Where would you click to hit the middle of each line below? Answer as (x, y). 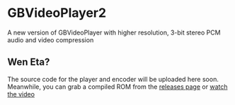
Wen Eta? (29, 62)
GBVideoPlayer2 (57, 13)
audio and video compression (51, 39)
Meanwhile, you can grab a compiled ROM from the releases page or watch (117, 87)
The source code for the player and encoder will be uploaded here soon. (113, 79)
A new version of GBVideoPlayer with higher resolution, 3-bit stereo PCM (114, 32)
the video (21, 94)
